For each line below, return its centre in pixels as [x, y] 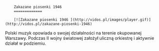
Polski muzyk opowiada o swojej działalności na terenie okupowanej [73, 33]
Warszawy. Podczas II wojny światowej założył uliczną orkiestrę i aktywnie [80, 38]
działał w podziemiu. [26, 43]
